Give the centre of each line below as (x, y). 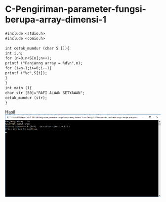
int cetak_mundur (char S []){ (37, 48)
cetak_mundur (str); (26, 98)
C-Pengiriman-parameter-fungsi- (76, 9)
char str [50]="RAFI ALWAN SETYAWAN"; (45, 93)
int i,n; (14, 53)
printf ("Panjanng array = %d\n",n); (44, 63)
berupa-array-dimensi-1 (56, 20)
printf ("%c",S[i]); (26, 73)
